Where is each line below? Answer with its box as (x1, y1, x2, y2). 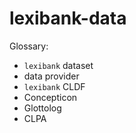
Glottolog (23, 102, 62, 114)
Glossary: (9, 40, 49, 52)
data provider (23, 70, 80, 82)
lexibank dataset (23, 59, 94, 71)
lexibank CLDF (23, 80, 86, 92)
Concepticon (23, 91, 78, 103)
